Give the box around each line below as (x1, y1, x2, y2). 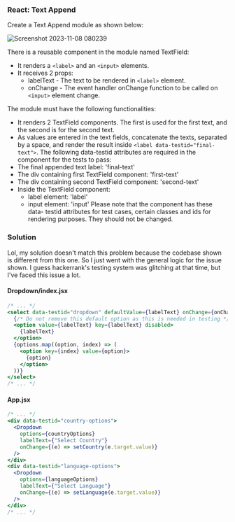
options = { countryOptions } (20, 430, 96, 437)
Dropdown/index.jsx (7, 287, 69, 295)
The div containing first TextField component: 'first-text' (17, 170, 179, 179)
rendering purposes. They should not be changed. (27, 215, 173, 223)
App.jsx (7, 395, 31, 404)
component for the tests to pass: (17, 155, 112, 164)
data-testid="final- (155, 142, 215, 149)
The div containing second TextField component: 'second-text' (17, 178, 199, 186)
